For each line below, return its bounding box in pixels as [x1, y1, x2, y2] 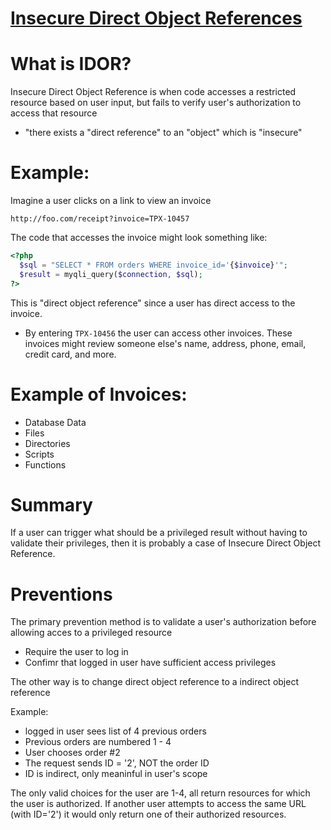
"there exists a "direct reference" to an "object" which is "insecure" [24, 127, 303, 139]
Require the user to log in [24, 646, 129, 658]
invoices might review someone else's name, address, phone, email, [24, 337, 307, 349]
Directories [24, 437, 71, 449]
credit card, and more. [24, 348, 117, 360]
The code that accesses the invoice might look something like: [10, 232, 268, 244]
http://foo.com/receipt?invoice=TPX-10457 [10, 214, 190, 224]
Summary [10, 493, 93, 516]
